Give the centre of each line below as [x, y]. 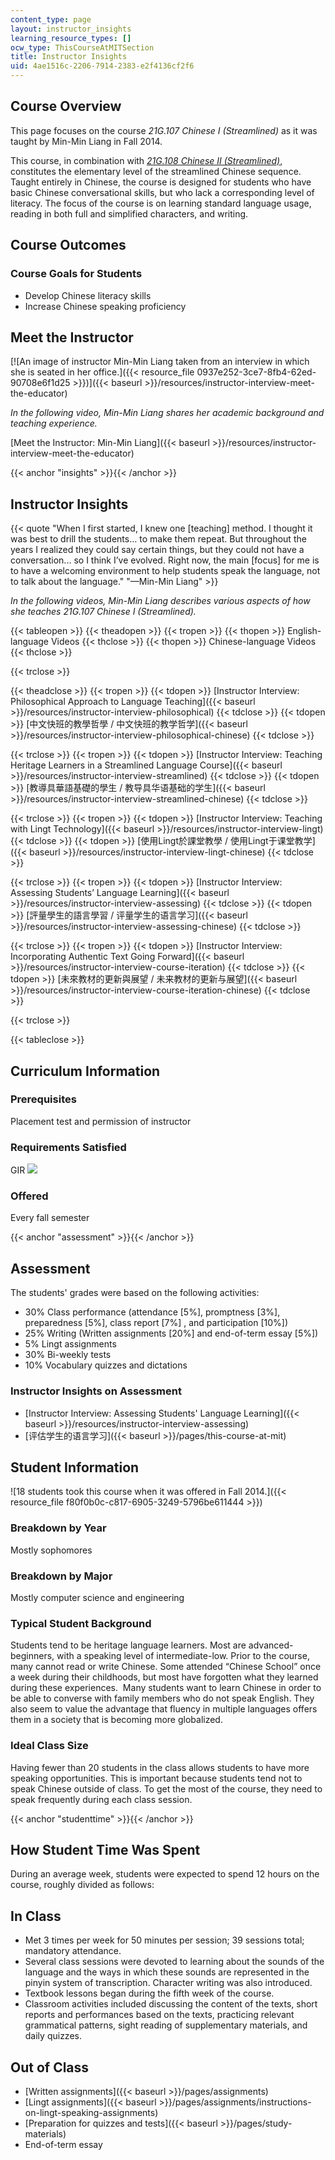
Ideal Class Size [49, 1746]
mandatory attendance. [73, 1951]
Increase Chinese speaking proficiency [105, 306]
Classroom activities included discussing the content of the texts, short [171, 2004]
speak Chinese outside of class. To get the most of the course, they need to [166, 1788]
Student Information [75, 1467]
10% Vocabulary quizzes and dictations [106, 1365]
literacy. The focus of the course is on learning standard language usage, [161, 203]
